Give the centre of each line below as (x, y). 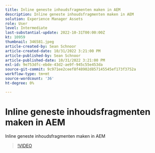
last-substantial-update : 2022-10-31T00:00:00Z (55, 33)
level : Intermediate (26, 28)
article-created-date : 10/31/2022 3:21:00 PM (53, 51)
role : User (16, 23)
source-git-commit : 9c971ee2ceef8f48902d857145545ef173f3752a (71, 70)
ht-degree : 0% (20, 83)
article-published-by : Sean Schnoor (43, 56)
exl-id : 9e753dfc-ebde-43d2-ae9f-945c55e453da (54, 65)
